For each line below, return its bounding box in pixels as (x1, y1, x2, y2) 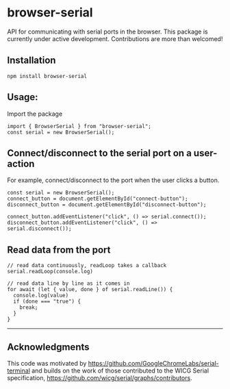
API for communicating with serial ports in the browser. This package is (7, 27, 208, 36)
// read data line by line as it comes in (7, 280, 130, 287)
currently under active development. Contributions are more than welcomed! (7, 34, 223, 42)
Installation (7, 55, 56, 66)
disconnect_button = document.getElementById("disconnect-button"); (7, 201, 207, 208)
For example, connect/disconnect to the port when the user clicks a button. (7, 176, 220, 184)
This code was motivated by (7, 360, 87, 367)
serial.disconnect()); (7, 225, 72, 232)
